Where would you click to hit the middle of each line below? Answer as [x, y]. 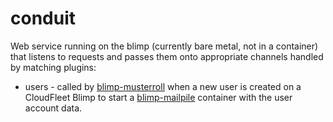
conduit [43, 18]
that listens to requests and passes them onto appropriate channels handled [167, 56]
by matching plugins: [53, 67]
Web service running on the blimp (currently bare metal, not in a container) [164, 46]
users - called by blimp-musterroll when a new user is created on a [163, 86]
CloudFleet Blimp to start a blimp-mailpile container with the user [158, 97]
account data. [53, 108]
